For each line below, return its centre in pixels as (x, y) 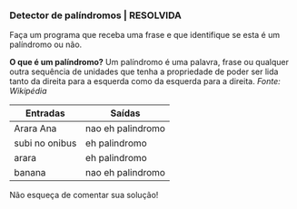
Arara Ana (35, 128)
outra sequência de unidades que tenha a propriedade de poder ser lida (144, 71)
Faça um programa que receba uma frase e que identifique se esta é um (145, 35)
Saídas (125, 113)
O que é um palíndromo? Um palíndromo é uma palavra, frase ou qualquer (149, 62)
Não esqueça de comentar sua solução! (84, 195)
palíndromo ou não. (46, 44)
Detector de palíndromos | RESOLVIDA (95, 15)
